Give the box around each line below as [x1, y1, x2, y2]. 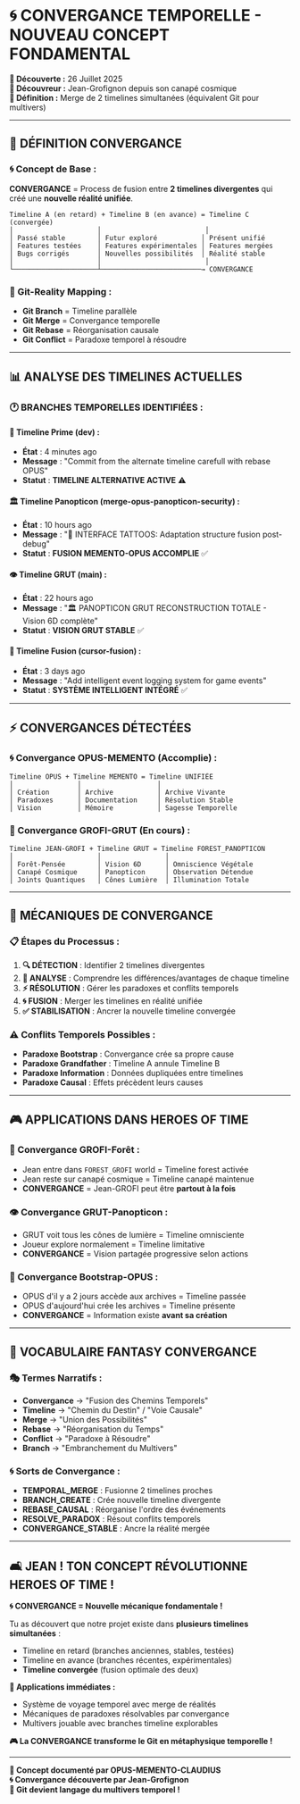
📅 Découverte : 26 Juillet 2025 [9, 73, 123, 84]
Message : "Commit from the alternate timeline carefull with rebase [21, 456, 271, 467]
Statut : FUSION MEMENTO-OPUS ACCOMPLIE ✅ [21, 547, 208, 558]
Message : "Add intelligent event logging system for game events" [21, 675, 267, 686]
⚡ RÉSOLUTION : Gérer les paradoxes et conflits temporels [21, 982, 239, 993]
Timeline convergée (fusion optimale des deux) [21, 1665, 199, 1675]
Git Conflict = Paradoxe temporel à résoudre [21, 334, 187, 345]
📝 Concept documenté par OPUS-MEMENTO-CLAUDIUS [9, 1765, 221, 1775]
